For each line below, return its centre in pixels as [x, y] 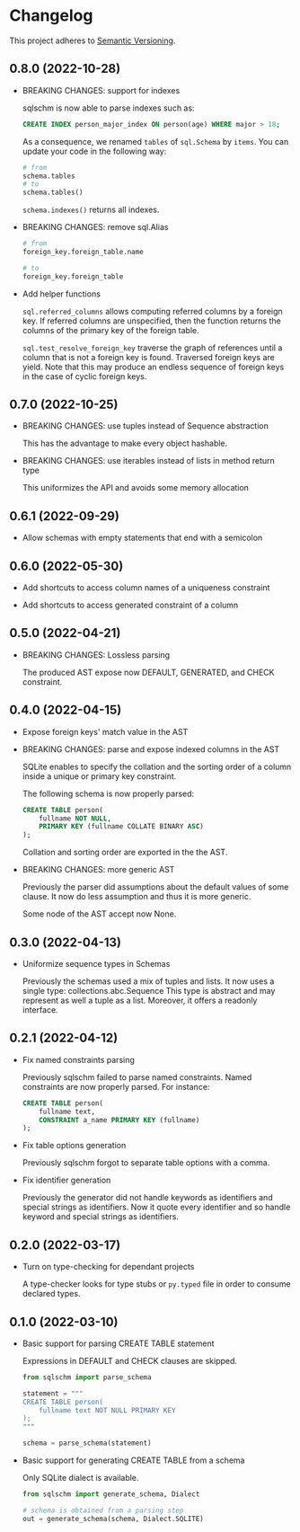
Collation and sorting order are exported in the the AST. [125, 852]
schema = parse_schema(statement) [87, 1443]
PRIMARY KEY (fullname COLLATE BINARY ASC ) [122, 827]
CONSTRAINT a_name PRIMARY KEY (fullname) [119, 1120]
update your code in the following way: [94, 151]
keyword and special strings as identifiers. [101, 1217]
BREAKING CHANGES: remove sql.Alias [95, 227]
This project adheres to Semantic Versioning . [93, 40]
